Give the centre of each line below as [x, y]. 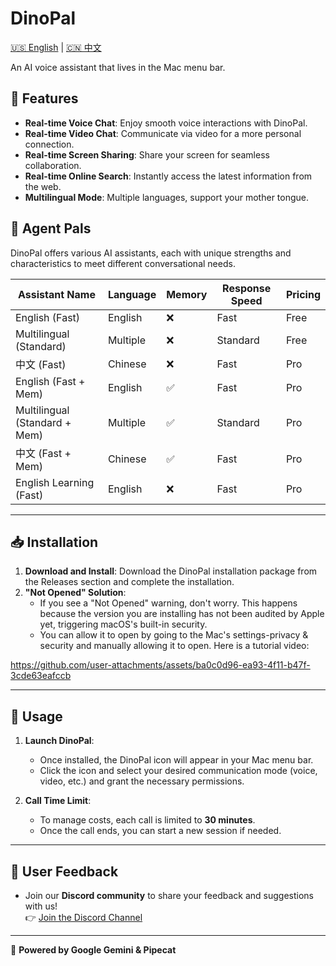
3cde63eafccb [41, 676]
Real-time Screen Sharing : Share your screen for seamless [147, 154]
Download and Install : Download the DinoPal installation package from [171, 571]
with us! [41, 906]
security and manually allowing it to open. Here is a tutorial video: [174, 646]
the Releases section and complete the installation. [129, 582]
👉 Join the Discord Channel [83, 917]
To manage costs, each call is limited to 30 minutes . [147, 820]
